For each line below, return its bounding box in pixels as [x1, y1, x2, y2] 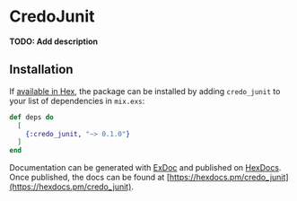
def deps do [9, 112, 54, 122]
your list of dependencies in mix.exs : [9, 95, 145, 106]
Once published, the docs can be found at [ [9, 172, 170, 183]
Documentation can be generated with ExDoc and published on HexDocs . [9, 162, 282, 173]
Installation [9, 62, 74, 77]
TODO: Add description [9, 36, 99, 47]
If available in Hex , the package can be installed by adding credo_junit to [9, 85, 281, 96]
